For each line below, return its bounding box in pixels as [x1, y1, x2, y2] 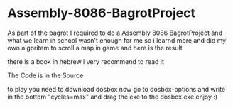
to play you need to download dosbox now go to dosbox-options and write [7, 85, 226, 93]
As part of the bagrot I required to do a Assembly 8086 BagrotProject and [7, 28, 222, 37]
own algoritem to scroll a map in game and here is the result [7, 43, 183, 52]
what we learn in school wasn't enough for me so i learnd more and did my [7, 36, 227, 44]
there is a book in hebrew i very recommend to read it [7, 57, 165, 65]
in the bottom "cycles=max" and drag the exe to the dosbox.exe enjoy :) [7, 92, 218, 101]
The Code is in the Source [7, 71, 84, 80]
